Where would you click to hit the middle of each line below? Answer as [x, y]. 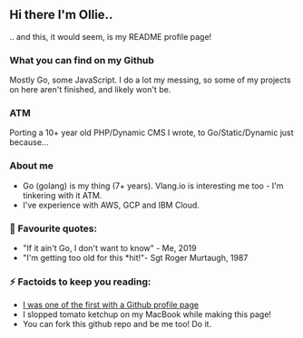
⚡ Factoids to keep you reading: [80, 282]
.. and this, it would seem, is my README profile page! [111, 36]
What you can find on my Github [82, 60]
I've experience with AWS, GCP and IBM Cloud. [111, 205]
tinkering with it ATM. [62, 195]
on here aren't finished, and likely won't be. [90, 90]
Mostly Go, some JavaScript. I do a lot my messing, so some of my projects [151, 80]
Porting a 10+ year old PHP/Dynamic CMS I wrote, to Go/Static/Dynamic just [151, 133]
